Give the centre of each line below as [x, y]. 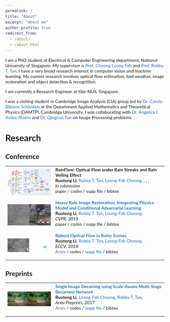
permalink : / [19, 11]
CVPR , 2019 [67, 218]
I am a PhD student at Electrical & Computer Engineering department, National [81, 60]
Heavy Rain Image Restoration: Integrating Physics [105, 203]
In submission [68, 186]
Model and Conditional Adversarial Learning [98, 208]
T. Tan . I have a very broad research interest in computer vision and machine [78, 71]
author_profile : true [28, 28]
